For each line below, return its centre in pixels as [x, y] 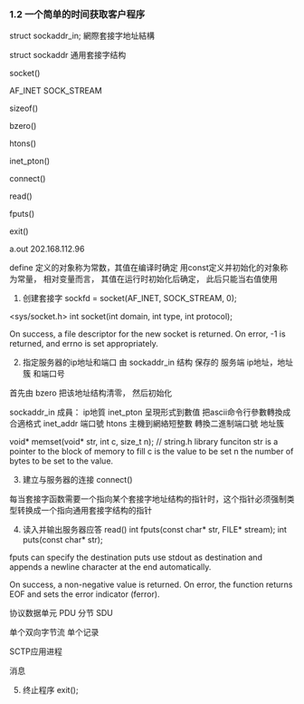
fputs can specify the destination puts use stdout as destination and [136, 557]
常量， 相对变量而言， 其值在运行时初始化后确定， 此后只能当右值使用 [147, 279]
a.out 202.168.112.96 [47, 249]
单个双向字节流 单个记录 [54, 632]
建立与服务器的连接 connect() [77, 480]
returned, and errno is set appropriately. [84, 344]
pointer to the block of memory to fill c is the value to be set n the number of [152, 452]
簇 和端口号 [43, 374]
